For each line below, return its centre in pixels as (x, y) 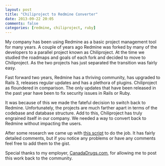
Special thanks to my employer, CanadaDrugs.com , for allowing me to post (81, 153)
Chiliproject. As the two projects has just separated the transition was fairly (81, 63)
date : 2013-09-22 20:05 (30, 19)
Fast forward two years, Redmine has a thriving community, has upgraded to (83, 78)
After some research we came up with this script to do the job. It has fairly (80, 133)
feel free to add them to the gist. (38, 143)
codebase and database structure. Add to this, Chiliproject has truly (74, 113)
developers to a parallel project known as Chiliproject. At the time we (75, 53)
